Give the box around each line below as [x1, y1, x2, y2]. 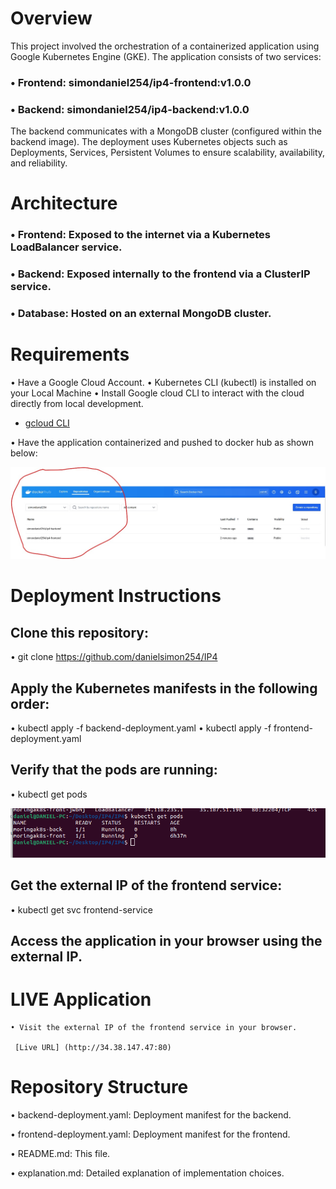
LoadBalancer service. [10, 240, 123, 254]
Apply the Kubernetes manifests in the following [10, 680, 318, 697]
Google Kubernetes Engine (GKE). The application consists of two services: [10, 50, 322, 62]
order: [10, 695, 50, 712]
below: [10, 447, 38, 459]
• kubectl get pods [10, 788, 88, 800]
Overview [10, 7, 93, 30]
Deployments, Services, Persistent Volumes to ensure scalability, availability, [10, 147, 326, 159]
